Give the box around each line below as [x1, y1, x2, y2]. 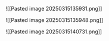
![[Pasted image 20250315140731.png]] [5, 28, 102, 35]
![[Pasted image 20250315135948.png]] [5, 17, 104, 23]
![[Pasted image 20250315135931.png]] [5, 5, 102, 12]
